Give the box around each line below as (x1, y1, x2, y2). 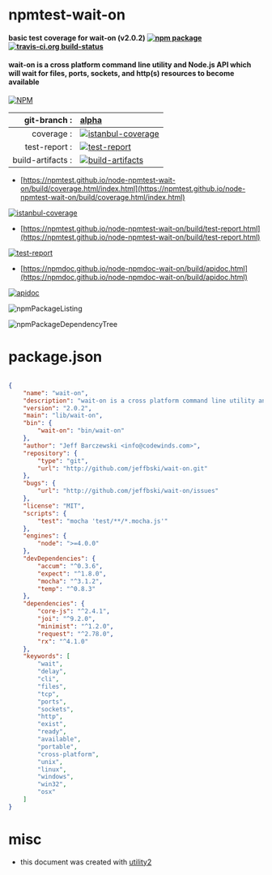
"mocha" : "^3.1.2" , (37, 577, 104, 585)
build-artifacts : (12, 154, 73, 165)
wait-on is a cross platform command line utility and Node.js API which (8, 60, 252, 70)
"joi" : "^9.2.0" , (37, 615, 96, 623)
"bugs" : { (23, 479, 57, 487)
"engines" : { (23, 532, 67, 540)
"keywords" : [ (23, 652, 70, 660)
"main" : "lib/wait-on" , (23, 411, 104, 420)
